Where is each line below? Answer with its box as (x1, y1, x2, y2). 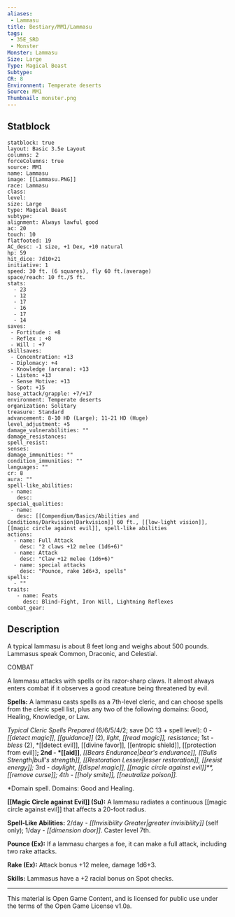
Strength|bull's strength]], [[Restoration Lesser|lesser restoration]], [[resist (7, 755, 222, 764)
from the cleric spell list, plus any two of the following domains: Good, (7, 704, 208, 713)
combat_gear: (7, 604, 45, 611)
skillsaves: (7, 347, 42, 354)
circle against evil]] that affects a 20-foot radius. (7, 805, 147, 813)
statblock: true (7, 139, 55, 146)
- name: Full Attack (13, 536, 73, 544)
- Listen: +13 (10, 371, 52, 378)
